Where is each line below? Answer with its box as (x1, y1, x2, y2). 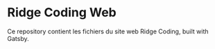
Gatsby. (7, 34, 29, 42)
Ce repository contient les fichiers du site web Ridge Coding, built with (7, 27, 209, 35)
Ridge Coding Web (7, 5, 117, 20)
